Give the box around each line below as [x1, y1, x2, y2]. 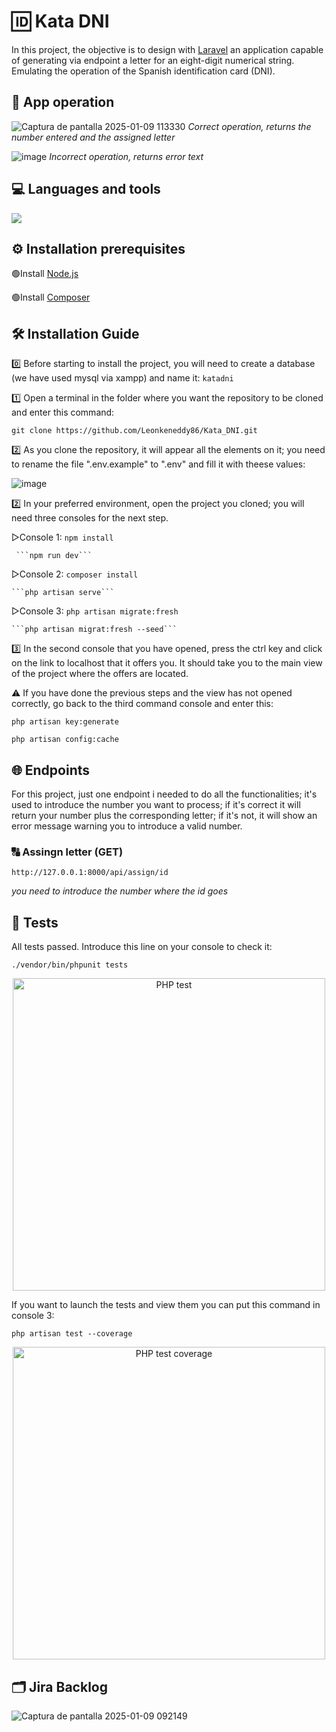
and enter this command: [11, 406, 115, 419]
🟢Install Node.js [11, 268, 79, 280]
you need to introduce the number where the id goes [11, 885, 229, 897]
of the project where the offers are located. [11, 668, 189, 680]
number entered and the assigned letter [11, 131, 176, 143]
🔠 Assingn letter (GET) [11, 845, 124, 859]
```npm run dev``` [15, 551, 93, 561]
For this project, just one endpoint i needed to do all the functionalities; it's [11, 788, 318, 800]
